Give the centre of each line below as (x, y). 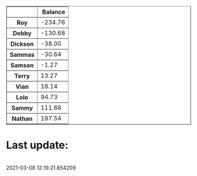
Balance (54, 12)
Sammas (22, 54)
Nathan (22, 119)
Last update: (37, 145)
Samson (22, 65)
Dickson (22, 44)
